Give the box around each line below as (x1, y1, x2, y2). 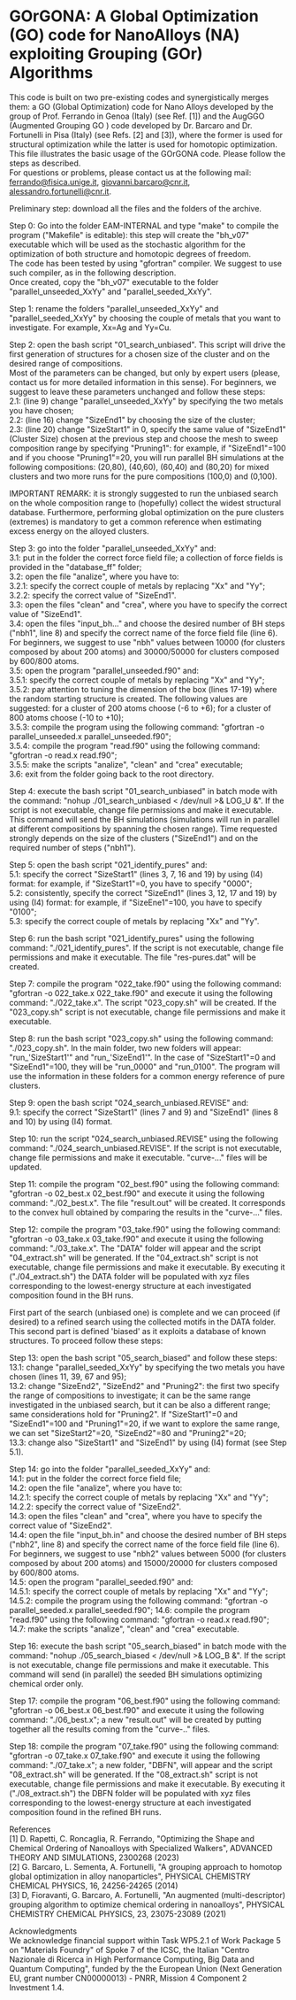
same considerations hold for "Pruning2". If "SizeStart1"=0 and (9, 1409, 239, 1419)
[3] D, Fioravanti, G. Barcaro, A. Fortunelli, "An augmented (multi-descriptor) (9, 1889, 285, 1900)
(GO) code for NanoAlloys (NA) (9, 25, 240, 45)
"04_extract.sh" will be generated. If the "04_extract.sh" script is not (9, 1252, 259, 1263)
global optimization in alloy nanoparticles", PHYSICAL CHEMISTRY (9, 1871, 251, 1881)
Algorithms (9, 63, 94, 83)
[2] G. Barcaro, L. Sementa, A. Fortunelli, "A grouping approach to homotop (9, 1861, 283, 1872)
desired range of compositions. (9, 358, 124, 368)
